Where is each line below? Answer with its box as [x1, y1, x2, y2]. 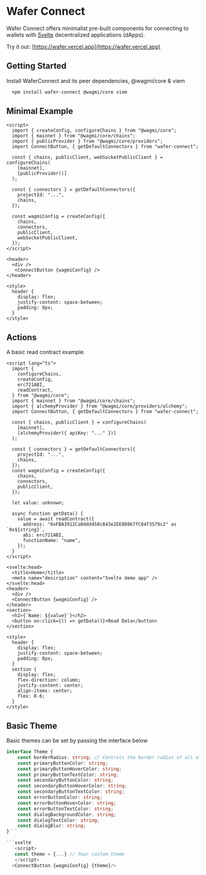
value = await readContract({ [17, 516, 95, 522]
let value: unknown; [12, 500, 64, 506]
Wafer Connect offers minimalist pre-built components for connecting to [6, 25, 189, 32]
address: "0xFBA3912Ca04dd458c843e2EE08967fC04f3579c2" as [22, 522, 177, 528]
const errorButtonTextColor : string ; [17, 806, 114, 812]
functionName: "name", [22, 538, 81, 544]
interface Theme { [6, 749, 53, 755]
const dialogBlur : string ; [17, 823, 86, 829]
